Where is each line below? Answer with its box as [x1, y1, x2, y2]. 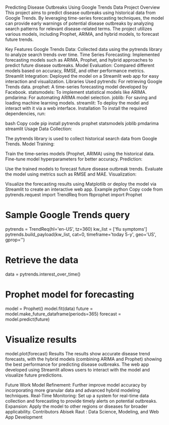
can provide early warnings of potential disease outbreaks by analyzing [5, 20, 154, 26]
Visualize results [5, 334, 77, 345]
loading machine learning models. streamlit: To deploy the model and [5, 100, 149, 105]
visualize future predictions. [5, 372, 63, 378]
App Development [5, 414, 43, 420]
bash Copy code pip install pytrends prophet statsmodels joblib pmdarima [5, 121, 159, 126]
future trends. [5, 36, 34, 42]
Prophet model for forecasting [5, 289, 135, 300]
